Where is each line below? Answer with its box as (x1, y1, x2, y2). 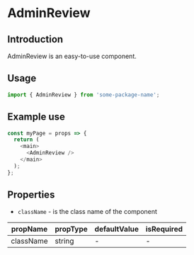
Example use (7, 111, 66, 123)
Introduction (7, 33, 64, 45)
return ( (13, 136, 40, 143)
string (55, 236, 74, 246)
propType (55, 225, 89, 234)
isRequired (145, 225, 183, 234)
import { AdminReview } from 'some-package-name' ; (7, 91, 160, 98)
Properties (7, 189, 55, 201)
